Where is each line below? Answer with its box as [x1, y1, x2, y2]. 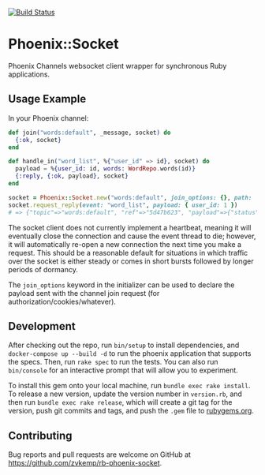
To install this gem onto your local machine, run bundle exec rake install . [8, 381, 251, 391]
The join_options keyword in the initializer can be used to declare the [8, 280, 235, 290]
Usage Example [8, 92, 87, 106]
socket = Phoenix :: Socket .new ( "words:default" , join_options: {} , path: [8, 193, 252, 201]
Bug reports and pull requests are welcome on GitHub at [8, 450, 192, 459]
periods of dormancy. [8, 264, 79, 274]
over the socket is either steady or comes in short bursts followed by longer [8, 256, 254, 266]
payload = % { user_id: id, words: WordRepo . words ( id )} [15, 165, 196, 173]
